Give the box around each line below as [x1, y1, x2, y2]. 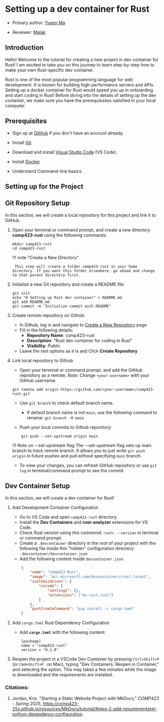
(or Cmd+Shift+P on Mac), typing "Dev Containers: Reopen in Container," [12, 662, 159, 667]
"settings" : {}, [47, 588, 81, 593]
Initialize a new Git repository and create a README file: [12, 281, 125, 287]
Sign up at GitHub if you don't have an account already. [12, 130, 124, 136]
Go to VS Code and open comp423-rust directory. [19, 514, 118, 520]
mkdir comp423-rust [12, 241, 52, 246]
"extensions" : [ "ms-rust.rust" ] [47, 593, 114, 598]
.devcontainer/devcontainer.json [19, 551, 88, 556]
